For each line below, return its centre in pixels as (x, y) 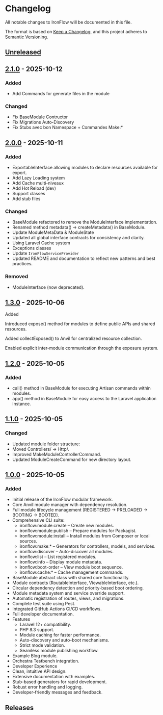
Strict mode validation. (42, 645)
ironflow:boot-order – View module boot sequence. (71, 567)
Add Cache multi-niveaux (38, 183)
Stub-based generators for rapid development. (59, 682)
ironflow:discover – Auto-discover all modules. (67, 552)
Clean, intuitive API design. (40, 671)
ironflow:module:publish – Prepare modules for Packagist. (78, 531)
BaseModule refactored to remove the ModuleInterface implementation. (85, 222)
